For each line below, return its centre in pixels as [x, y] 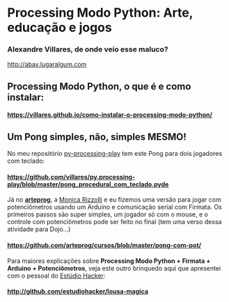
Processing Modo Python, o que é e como [99, 86]
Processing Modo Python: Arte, [100, 13]
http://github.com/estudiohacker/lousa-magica [78, 292]
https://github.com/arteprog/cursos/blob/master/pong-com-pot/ [104, 246]
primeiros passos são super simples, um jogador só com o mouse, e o [108, 214]
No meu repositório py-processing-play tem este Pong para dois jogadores [115, 154]
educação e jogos [60, 27]
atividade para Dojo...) [39, 229]
